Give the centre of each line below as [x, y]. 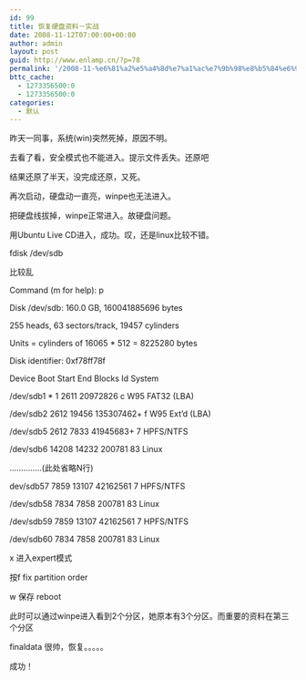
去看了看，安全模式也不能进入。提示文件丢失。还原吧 [109, 158]
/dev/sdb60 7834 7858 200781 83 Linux [85, 540]
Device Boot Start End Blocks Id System [84, 378]
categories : [32, 103]
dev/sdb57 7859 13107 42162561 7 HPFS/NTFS [97, 486]
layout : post [34, 52]
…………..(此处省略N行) [51, 468]
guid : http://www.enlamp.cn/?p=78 [75, 60]
